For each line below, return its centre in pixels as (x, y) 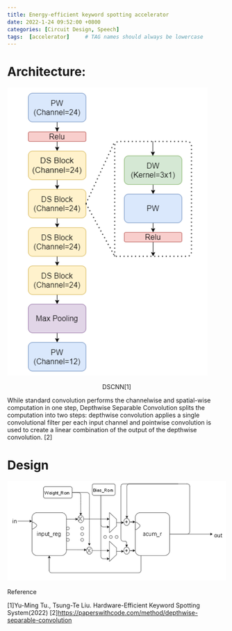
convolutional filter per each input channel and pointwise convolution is (109, 423)
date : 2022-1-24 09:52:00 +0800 (54, 22)
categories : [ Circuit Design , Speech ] (63, 29)
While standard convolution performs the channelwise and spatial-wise (109, 400)
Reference (22, 591)
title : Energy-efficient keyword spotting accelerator (88, 15)
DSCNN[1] (117, 387)
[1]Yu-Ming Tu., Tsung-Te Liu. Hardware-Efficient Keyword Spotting (103, 605)
